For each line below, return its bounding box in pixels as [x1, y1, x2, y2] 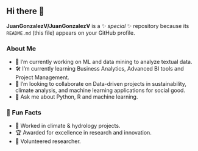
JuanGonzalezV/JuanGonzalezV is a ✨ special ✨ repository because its [6, 22, 189, 29]
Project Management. [15, 74, 69, 81]
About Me [6, 44, 37, 52]
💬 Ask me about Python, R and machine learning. [15, 93, 138, 100]
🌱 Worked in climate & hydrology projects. [15, 122, 121, 130]
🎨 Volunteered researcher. [15, 138, 81, 145]
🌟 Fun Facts [6, 108, 41, 117]
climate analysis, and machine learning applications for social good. [15, 86, 186, 94]
